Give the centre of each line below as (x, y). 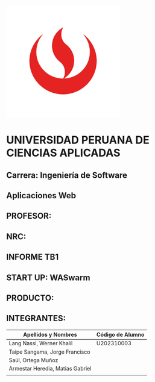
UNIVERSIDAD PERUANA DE (78, 140)
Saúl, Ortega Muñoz (33, 360)
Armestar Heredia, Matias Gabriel (50, 369)
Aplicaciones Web (41, 196)
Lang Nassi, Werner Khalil (41, 343)
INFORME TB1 (33, 257)
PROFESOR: (29, 216)
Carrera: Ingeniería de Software (67, 175)
